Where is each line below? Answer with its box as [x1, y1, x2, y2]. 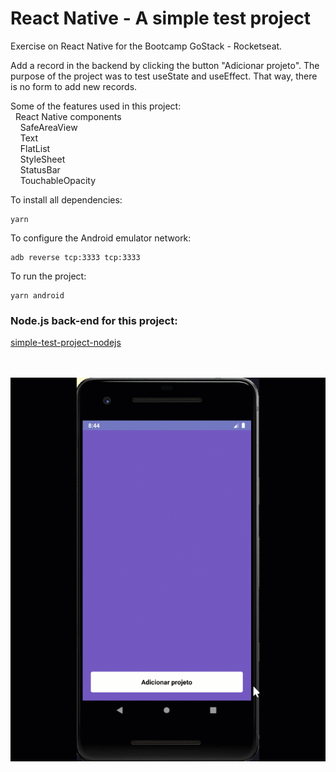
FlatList [19, 142, 51, 154]
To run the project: [10, 270, 87, 282]
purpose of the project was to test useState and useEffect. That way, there [10, 70, 318, 82]
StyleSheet [19, 153, 66, 165]
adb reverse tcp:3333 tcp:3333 [10, 252, 141, 262]
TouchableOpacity [19, 174, 97, 186]
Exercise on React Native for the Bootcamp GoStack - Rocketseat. [10, 40, 283, 52]
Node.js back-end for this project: [10, 313, 178, 327]
